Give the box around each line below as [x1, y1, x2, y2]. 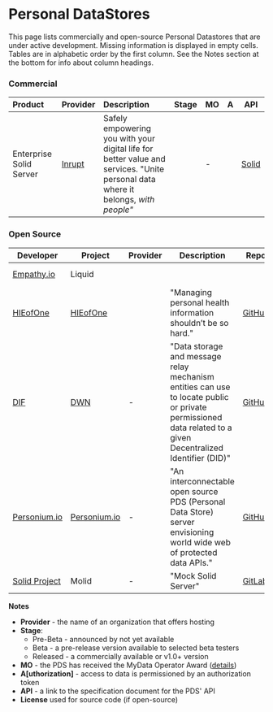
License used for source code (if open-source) [19, 694, 179, 704]
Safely [102, 113, 128, 124]
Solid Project [12, 575, 61, 586]
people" [102, 204, 134, 215]
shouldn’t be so [170, 317, 229, 328]
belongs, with [102, 194, 155, 206]
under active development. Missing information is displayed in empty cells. [8, 40, 258, 50]
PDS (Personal [170, 496, 226, 507]
